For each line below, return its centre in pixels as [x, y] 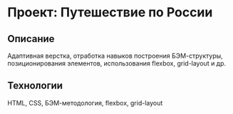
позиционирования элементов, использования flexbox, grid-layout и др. [117, 63]
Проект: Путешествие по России [110, 12]
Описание [31, 39]
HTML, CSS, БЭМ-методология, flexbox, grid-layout [85, 103]
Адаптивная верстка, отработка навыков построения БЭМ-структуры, [115, 56]
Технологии [35, 86]
